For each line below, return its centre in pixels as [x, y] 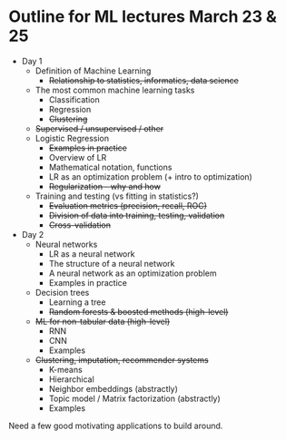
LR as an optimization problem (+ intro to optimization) [151, 176]
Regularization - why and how [104, 186]
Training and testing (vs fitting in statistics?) [117, 196]
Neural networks [66, 244]
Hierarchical [71, 379]
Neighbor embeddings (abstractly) [113, 388]
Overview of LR [78, 157]
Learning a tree [77, 302]
